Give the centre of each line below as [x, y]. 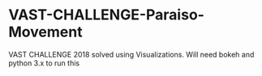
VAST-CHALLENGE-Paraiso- [107, 15]
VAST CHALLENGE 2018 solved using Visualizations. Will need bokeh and [131, 54]
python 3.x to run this [44, 63]
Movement [45, 32]
